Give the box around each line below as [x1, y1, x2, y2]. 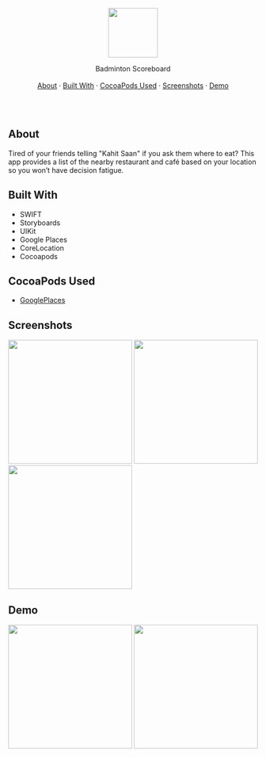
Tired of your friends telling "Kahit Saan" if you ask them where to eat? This [8, 148, 255, 158]
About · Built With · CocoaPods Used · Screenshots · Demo [36, 81, 230, 90]
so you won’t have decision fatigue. [8, 165, 124, 174]
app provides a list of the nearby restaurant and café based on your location [8, 157, 256, 166]
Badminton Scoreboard [95, 64, 171, 73]
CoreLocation [19, 243, 65, 253]
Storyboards [19, 218, 61, 227]
